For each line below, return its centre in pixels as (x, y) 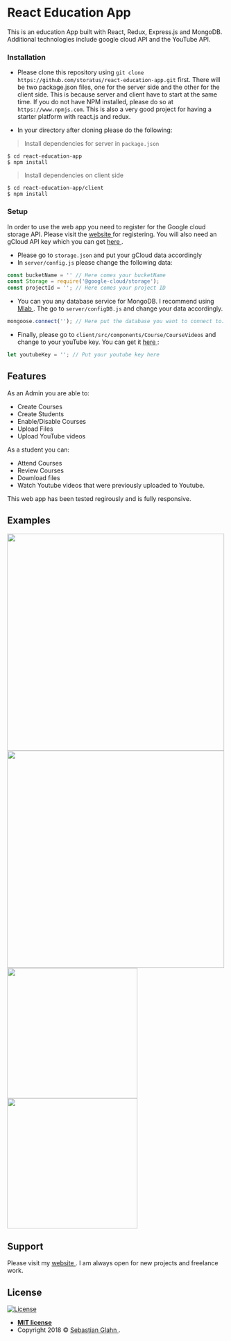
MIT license (34, 1323)
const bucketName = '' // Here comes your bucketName (87, 275)
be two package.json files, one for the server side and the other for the (118, 87)
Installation (27, 57)
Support (25, 1246)
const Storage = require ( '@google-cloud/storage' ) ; (83, 281)
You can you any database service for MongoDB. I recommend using (115, 302)
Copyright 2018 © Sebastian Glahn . (69, 1330)
